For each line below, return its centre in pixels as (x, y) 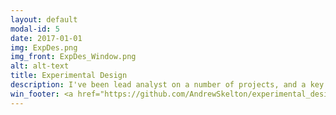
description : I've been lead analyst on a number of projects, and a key (167, 85)
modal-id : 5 (35, 29)
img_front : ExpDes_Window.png (73, 57)
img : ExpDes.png (44, 47)
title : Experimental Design (69, 76)
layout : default (44, 19)
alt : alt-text (40, 66)
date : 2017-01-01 (46, 38)
